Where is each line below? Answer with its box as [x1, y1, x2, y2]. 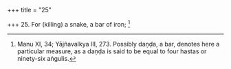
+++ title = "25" [7, 6, 52, 14]
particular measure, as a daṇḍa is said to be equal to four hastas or [16, 47, 207, 55]
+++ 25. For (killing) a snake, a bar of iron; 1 [7, 19, 131, 28]
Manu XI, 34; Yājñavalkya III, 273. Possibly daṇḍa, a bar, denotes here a [16, 40, 220, 48]
